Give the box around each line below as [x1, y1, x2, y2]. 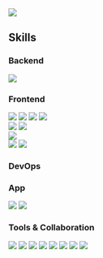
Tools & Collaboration [8, 222, 95, 234]
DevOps [8, 160, 41, 171]
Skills [8, 31, 36, 45]
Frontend [8, 93, 45, 105]
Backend [8, 55, 45, 67]
